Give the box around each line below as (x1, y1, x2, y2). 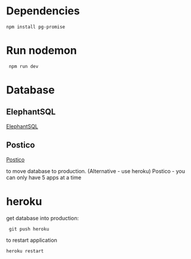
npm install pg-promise (6, 24, 66, 30)
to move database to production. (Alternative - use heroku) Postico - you (6, 167, 185, 174)
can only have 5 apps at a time (6, 174, 82, 181)
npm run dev (8, 63, 39, 69)
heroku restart (6, 248, 44, 254)
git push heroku (8, 226, 50, 232)
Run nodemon (6, 44, 77, 57)
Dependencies (6, 4, 80, 18)
